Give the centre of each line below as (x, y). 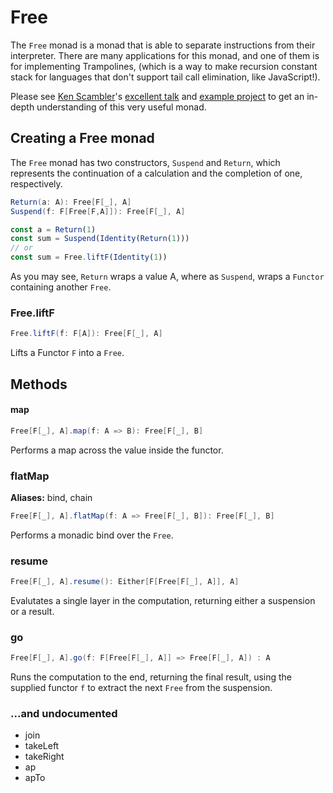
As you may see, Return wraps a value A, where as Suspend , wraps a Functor (167, 276)
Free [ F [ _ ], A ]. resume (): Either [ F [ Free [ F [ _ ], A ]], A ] (125, 582)
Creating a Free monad (82, 138)
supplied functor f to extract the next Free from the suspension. (141, 688)
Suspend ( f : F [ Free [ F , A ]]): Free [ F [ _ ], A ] (98, 211)
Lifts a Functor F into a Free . (67, 353)
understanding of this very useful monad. (121, 107)
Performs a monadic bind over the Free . (92, 535)
